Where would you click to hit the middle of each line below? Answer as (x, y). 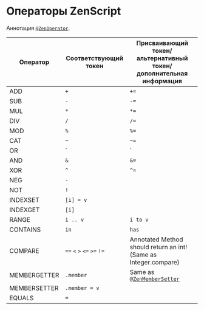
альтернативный (162, 58)
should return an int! (158, 247)
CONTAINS (25, 229)
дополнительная (162, 73)
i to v (139, 219)
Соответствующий (94, 58)
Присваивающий (162, 43)
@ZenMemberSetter (155, 279)
